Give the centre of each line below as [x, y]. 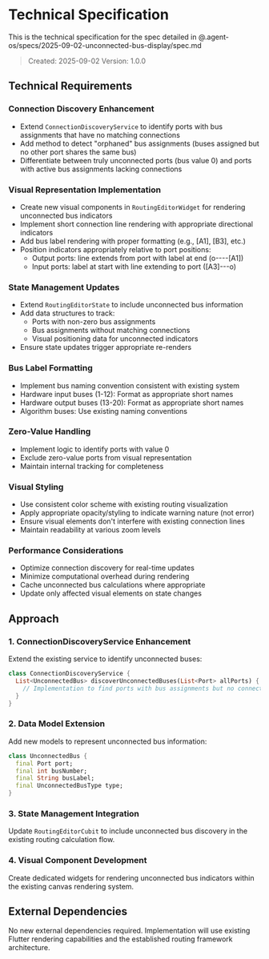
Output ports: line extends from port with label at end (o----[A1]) [138, 258]
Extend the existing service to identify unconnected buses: [105, 659]
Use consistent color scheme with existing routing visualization [124, 504]
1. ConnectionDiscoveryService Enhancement [100, 641]
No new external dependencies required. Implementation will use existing [129, 931]
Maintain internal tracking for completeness [92, 466]
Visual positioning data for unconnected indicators [115, 339]
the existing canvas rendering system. [71, 886]
